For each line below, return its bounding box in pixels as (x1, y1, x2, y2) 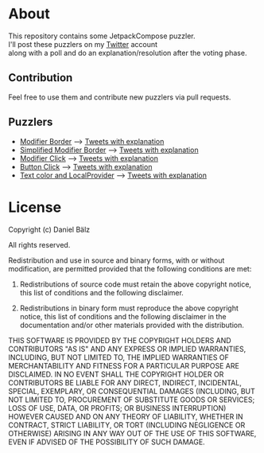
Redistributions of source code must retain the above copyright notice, (19, 279, 252, 289)
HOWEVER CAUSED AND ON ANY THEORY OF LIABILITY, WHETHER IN (8, 412, 244, 421)
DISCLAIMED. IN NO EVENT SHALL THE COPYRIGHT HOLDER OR (8, 369, 224, 379)
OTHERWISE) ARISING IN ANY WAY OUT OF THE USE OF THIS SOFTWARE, (8, 428, 257, 438)
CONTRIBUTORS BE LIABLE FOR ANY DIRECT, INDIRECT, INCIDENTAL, (8, 377, 243, 387)
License (8, 198, 62, 216)
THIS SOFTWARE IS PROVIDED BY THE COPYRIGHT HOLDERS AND (8, 335, 232, 345)
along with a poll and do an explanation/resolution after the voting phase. (8, 48, 247, 57)
